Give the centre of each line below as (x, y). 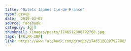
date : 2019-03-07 (24, 18)
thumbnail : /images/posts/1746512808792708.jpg (55, 32)
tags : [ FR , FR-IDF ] (24, 37)
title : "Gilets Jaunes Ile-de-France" (45, 9)
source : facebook (23, 23)
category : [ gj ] (21, 28)
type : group (17, 14)
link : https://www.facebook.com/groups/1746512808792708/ (66, 41)
